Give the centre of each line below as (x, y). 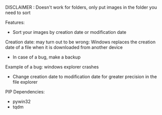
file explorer (25, 82)
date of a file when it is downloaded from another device (64, 47)
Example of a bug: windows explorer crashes (52, 67)
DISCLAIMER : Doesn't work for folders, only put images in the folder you (81, 7)
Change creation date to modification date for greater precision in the (85, 77)
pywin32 (22, 101)
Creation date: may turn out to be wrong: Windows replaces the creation (80, 42)
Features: (15, 22)
